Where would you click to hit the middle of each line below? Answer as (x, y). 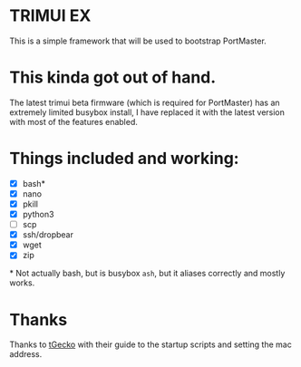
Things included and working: (124, 159)
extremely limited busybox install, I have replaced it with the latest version (147, 112)
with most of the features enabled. (74, 121)
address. (26, 354)
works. (22, 283)
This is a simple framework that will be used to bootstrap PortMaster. (138, 41)
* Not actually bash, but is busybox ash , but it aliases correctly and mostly (147, 274)
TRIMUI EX (50, 16)
